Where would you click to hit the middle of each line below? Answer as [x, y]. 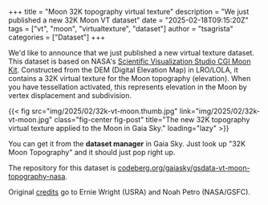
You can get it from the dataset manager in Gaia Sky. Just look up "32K [127, 143]
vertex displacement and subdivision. [70, 95]
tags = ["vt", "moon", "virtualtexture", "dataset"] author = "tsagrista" [121, 29]
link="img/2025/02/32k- [220, 111]
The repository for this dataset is [62, 168]
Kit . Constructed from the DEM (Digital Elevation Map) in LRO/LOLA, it [123, 70]
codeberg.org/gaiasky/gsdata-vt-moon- [184, 168]
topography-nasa [37, 176]
